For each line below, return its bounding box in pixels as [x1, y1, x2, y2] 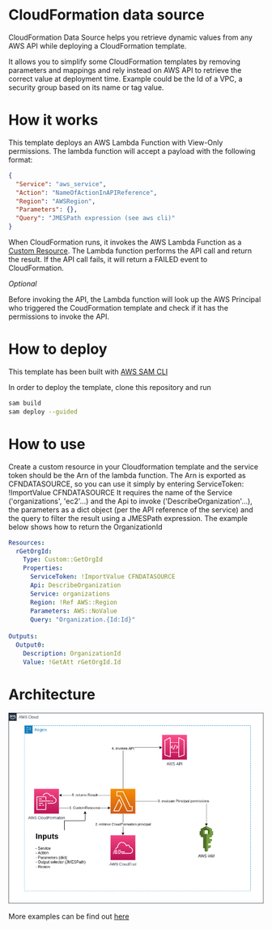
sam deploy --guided [8, 407, 79, 416]
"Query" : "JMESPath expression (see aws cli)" [15, 214, 176, 223]
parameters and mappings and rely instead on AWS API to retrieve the [8, 65, 242, 74]
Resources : [8, 538, 45, 547]
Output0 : [15, 641, 45, 649]
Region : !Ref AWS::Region [29, 598, 117, 606]
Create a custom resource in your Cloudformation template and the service [8, 461, 259, 471]
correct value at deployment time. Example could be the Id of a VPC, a [8, 74, 243, 83]
